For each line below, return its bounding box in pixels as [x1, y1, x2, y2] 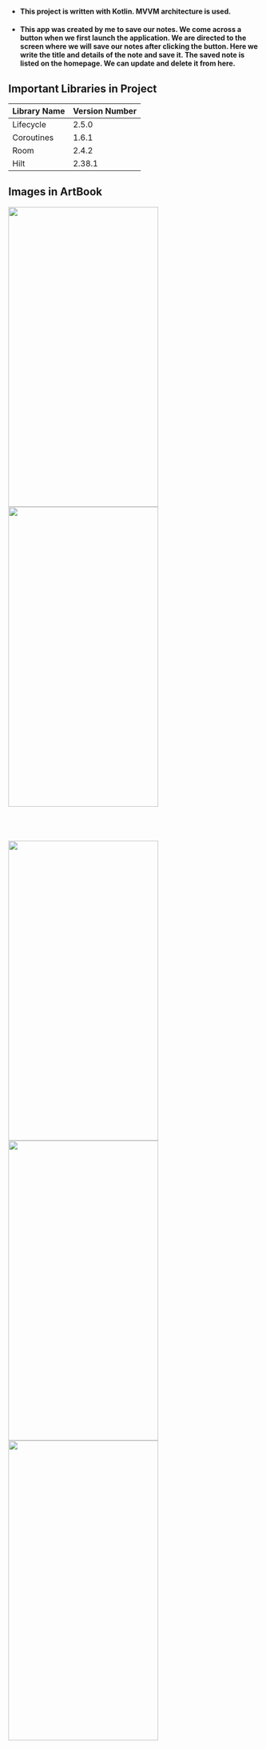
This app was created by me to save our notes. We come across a [19, 25, 242, 34]
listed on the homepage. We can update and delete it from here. [19, 58, 236, 68]
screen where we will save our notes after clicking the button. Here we [19, 42, 258, 51]
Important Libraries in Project [8, 82, 157, 95]
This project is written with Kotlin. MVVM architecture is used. [19, 6, 232, 16]
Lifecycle [12, 119, 46, 130]
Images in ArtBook [8, 185, 102, 199]
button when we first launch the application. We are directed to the [19, 33, 247, 43]
